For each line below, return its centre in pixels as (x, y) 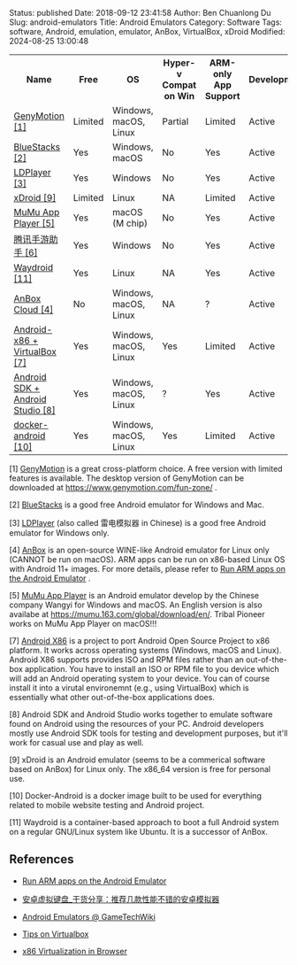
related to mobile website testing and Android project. (107, 805)
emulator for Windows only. (59, 533)
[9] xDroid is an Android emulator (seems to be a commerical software (137, 760)
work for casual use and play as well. (76, 742)
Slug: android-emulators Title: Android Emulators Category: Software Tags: (146, 22)
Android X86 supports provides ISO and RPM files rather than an (127, 660)
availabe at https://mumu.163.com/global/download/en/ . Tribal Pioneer (137, 614)
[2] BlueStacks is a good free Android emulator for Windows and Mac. (137, 505)
